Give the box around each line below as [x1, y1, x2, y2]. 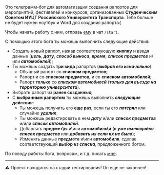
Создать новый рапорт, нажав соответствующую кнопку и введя [12, 48, 150, 54]
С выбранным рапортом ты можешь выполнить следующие [12, 95, 141, 100]
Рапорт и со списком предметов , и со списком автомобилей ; [19, 74, 152, 79]
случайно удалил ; [19, 110, 58, 116]
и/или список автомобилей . [19, 120, 80, 126]
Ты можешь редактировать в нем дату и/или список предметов [19, 116, 156, 121]
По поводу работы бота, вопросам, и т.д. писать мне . [5, 151, 117, 156]
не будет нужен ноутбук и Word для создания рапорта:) [5, 19, 122, 25]
